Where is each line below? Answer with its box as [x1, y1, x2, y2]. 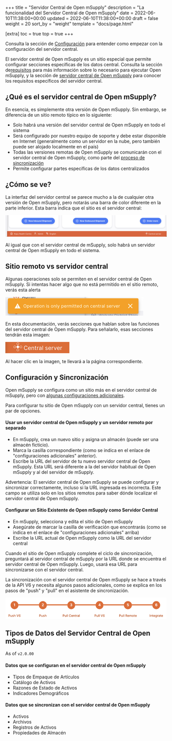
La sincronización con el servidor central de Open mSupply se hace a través [5, 577, 166, 583]
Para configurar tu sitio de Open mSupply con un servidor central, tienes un [5, 402, 165, 408]
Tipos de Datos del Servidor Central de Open [5, 629, 150, 637]
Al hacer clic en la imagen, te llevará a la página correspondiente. [5, 358, 143, 364]
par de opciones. [5, 408, 41, 414]
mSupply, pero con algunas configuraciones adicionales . [5, 392, 125, 398]
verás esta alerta [5, 287, 41, 293]
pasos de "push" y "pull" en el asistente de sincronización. [5, 587, 130, 594]
